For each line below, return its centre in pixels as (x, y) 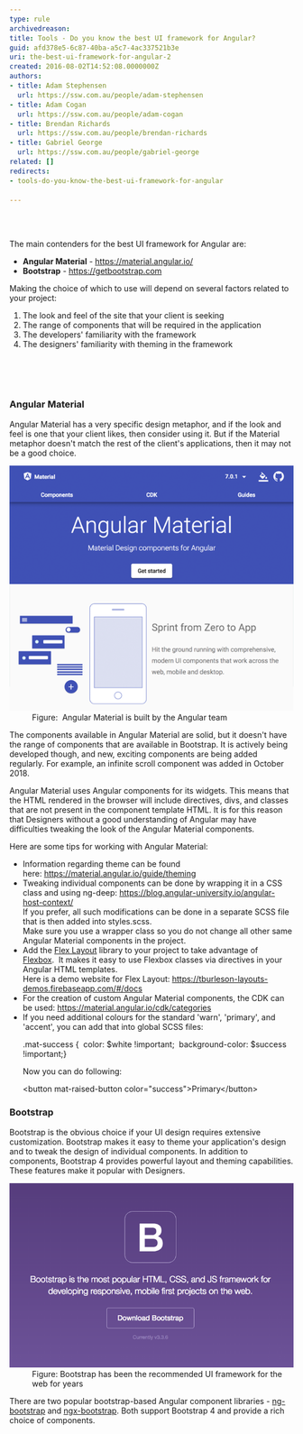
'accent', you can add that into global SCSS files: (113, 1027)
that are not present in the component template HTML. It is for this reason (146, 810)
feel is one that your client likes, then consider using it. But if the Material (145, 434)
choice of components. (52, 1420)
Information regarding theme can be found (101, 864)
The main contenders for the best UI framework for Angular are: (128, 244)
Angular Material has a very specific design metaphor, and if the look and (146, 424)
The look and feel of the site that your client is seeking (123, 316)
